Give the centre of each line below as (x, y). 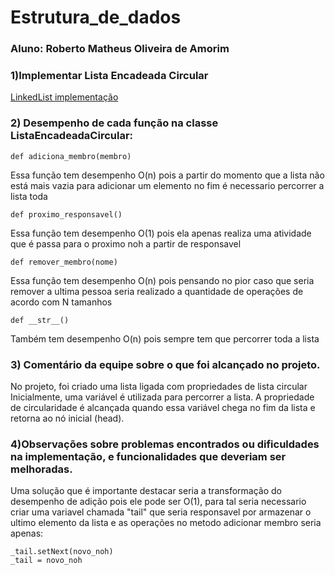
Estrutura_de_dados (96, 17)
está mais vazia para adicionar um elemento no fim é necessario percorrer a (167, 185)
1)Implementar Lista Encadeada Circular (109, 76)
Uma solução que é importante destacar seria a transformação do (146, 491)
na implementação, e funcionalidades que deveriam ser (148, 456)
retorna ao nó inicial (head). (67, 418)
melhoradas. (41, 469)
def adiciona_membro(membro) (71, 156)
